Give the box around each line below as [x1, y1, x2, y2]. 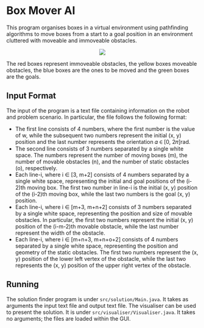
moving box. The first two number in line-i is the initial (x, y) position [27, 184, 198, 191]
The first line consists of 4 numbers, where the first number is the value [15, 125, 195, 132]
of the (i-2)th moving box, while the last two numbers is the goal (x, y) [15, 190, 191, 198]
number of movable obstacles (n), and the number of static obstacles [15, 158, 189, 165]
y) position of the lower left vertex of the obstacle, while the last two [15, 255, 186, 262]
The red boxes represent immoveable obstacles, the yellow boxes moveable [6, 60, 197, 67]
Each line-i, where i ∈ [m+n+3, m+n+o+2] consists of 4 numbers [15, 235, 178, 243]
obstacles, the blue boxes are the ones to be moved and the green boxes [6, 66, 190, 74]
